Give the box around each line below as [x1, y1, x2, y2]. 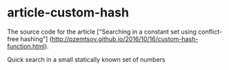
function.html [7, 42, 45, 50]
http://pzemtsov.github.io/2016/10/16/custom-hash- [51, 34, 199, 43]
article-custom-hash [7, 5, 130, 21]
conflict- [197, 27, 223, 36]
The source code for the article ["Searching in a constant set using [7, 27, 197, 36]
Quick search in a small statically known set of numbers [7, 55, 166, 63]
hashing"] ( [20, 34, 52, 43]
